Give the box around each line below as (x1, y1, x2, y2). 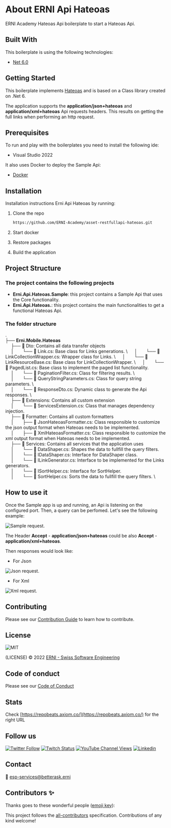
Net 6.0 (12, 59, 29, 65)
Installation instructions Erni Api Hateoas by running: (5, 200, 116, 206)
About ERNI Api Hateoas (5, 4, 110, 15)
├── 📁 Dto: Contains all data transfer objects (11, 343, 106, 349)
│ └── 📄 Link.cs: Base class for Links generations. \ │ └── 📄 (11, 348, 160, 355)
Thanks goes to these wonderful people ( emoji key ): (5, 802, 115, 808)
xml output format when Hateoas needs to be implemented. (5, 436, 131, 442)
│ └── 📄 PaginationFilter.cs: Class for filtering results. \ (11, 370, 135, 376)
